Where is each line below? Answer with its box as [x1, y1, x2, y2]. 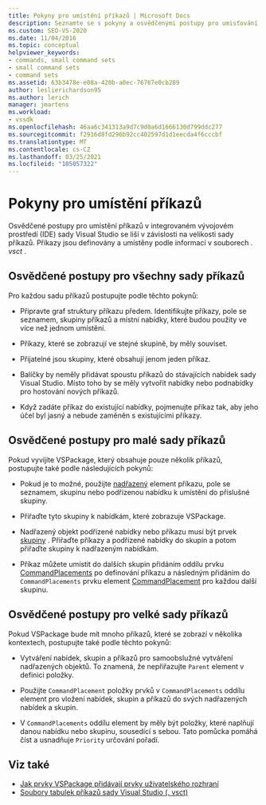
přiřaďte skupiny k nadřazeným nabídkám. [19, 544, 159, 553]
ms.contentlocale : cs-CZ [8, 145, 91, 153]
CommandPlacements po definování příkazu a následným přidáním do [19, 568, 251, 577]
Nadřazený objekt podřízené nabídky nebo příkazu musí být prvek [19, 526, 237, 536]
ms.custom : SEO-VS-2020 [8, 26, 88, 34]
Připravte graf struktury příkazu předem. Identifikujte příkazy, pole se [19, 306, 247, 315]
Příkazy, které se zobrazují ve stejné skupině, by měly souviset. [19, 339, 228, 348]
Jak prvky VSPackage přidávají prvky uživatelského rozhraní [19, 779, 219, 789]
